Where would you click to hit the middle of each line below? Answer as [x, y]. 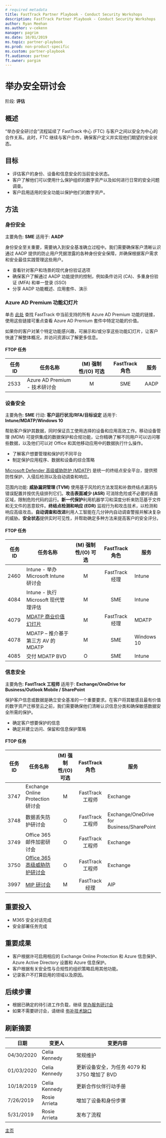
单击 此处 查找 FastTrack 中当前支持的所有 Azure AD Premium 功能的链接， [81, 314]
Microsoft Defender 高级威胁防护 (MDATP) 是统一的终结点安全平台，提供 [79, 471]
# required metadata [26, 10]
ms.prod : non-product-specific [37, 47]
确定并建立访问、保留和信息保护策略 [49, 729]
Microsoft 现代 [43, 600]
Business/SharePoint [132, 827]
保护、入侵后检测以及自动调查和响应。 [53, 477]
